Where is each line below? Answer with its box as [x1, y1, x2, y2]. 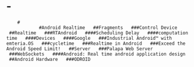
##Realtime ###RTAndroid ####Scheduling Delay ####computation [8, 30, 189, 36]
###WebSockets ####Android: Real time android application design [8, 51, 186, 57]
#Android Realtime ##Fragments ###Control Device [38, 24, 178, 31]
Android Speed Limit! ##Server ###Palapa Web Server [6, 45, 153, 52]
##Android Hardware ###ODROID [8, 56, 91, 62]
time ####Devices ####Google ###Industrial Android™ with [6, 35, 172, 41]
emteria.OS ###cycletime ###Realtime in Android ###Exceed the [6, 40, 186, 46]
